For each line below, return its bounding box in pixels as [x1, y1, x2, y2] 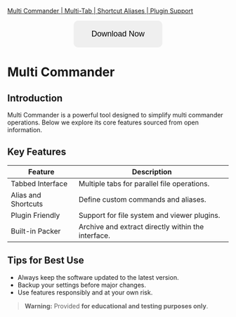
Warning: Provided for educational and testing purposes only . [24, 302, 209, 310]
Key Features [7, 146, 67, 158]
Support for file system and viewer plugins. [78, 210, 221, 220]
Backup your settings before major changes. [17, 280, 146, 289]
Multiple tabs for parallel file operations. [78, 179, 210, 188]
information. [7, 126, 43, 134]
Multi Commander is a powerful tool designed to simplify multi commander [7, 111, 223, 119]
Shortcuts [11, 199, 44, 209]
